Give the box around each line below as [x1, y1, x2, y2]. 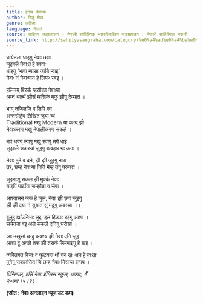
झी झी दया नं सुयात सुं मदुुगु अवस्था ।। [6, 201, 81, 208]
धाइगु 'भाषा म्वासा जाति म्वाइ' [6, 67, 60, 75]
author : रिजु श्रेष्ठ [6, 15, 43, 21]
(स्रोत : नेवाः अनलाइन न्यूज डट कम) [6, 289, 74, 296]
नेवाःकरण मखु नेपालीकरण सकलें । [6, 125, 72, 133]
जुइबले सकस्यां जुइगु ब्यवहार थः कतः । [6, 145, 80, 151]
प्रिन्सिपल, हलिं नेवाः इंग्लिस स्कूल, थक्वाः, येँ [6, 270, 87, 278]
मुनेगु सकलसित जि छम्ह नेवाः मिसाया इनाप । [6, 258, 90, 265]
